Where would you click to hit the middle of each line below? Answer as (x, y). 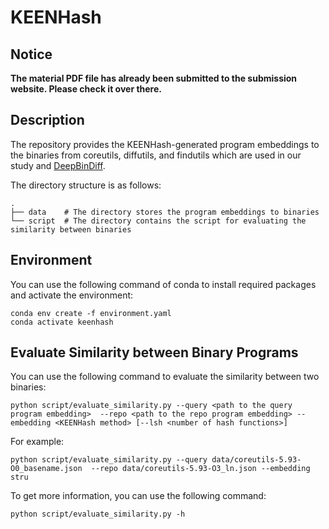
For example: (37, 442)
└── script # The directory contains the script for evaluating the (158, 221)
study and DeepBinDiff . (58, 165)
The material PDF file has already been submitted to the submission (154, 78)
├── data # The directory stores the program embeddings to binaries (165, 212)
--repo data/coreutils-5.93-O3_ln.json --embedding (200, 469)
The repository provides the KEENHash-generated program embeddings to (165, 144)
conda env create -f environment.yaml (91, 313)
